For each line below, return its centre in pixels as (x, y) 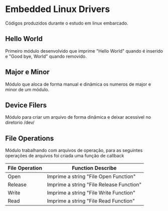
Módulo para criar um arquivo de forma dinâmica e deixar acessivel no (78, 117)
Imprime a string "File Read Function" (91, 201)
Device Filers (26, 105)
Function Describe (94, 168)
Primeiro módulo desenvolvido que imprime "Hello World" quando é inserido (84, 51)
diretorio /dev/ (20, 123)
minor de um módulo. (27, 89)
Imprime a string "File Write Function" (91, 193)
